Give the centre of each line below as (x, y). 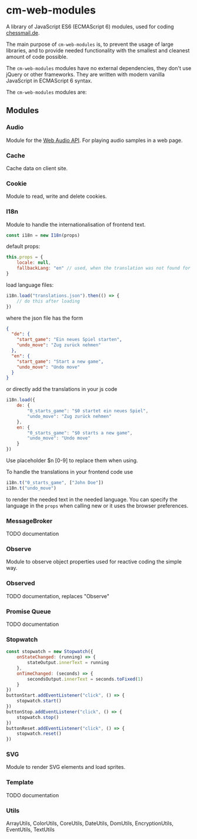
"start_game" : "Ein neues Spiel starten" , (69, 340)
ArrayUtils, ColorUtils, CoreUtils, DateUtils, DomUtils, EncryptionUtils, (90, 823)
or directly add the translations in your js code (62, 389)
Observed (21, 583)
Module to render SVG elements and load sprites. (66, 767)
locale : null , (34, 263)
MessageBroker (29, 520)
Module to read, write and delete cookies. (56, 196)
